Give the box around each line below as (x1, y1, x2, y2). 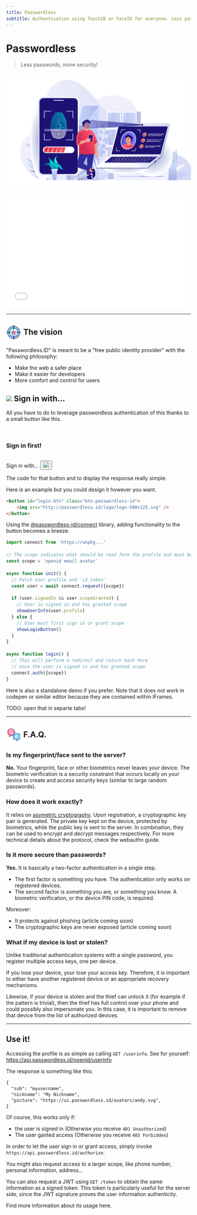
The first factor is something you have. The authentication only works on (14, 875, 191, 882)
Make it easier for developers (14, 370, 86, 377)
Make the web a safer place (14, 364, 82, 371)
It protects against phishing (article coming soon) (14, 917, 134, 924)
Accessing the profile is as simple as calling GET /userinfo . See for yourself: (6, 1050, 191, 1057)
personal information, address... (6, 1166, 83, 1174)
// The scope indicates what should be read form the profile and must (6, 552, 185, 558)
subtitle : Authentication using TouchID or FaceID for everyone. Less (6, 15, 182, 22)
